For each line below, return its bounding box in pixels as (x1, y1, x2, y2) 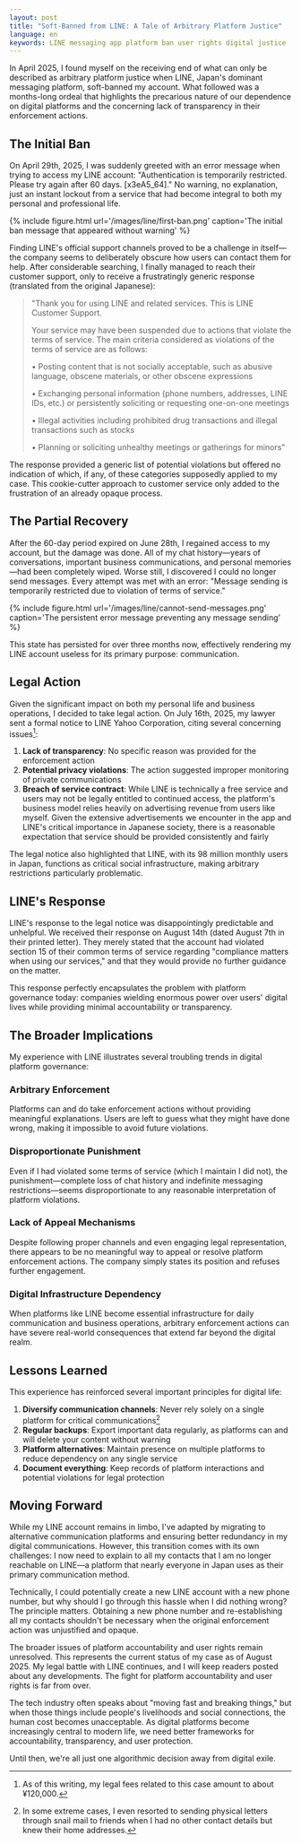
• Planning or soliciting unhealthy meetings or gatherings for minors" (30, 442, 286, 453)
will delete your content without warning (21, 1433, 171, 1444)
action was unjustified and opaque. (9, 1624, 139, 1636)
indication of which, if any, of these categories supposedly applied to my (9, 469, 278, 480)
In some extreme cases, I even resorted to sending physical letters (21, 1805, 269, 1816)
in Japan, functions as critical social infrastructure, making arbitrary (9, 858, 260, 870)
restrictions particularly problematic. (9, 868, 143, 879)
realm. (9, 1337, 33, 1347)
